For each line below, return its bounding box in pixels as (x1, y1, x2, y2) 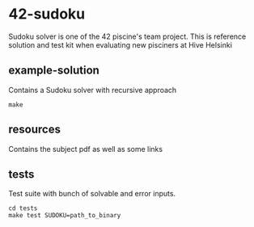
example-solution (8, 64, 99, 78)
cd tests (8, 204, 38, 212)
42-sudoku (8, 5, 86, 23)
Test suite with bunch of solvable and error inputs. (8, 189, 176, 199)
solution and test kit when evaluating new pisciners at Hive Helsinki (8, 40, 233, 49)
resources (8, 123, 61, 137)
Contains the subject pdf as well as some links (8, 144, 163, 153)
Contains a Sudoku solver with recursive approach (8, 85, 177, 95)
